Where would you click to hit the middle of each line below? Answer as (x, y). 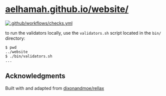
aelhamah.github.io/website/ (67, 9)
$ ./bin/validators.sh (29, 56)
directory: (15, 38)
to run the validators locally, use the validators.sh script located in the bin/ (83, 33)
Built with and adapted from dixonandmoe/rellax (55, 88)
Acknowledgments (35, 76)
